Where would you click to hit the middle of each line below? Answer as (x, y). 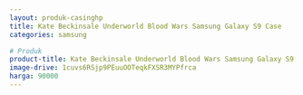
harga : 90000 (34, 76)
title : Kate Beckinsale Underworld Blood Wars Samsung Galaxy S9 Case (146, 26)
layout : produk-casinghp (56, 18)
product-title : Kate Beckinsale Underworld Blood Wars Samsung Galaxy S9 (152, 60)
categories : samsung (49, 34)
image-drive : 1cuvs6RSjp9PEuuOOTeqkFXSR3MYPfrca (103, 68)
